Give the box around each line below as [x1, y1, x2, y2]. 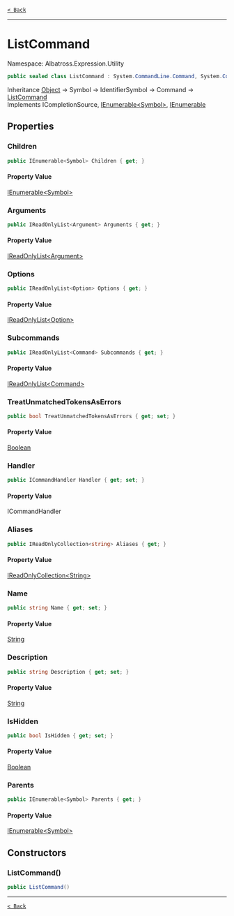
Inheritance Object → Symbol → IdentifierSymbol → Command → [7, 85, 194, 94]
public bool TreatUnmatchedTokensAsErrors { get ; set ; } [7, 413, 176, 420]
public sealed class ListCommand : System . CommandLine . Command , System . [7, 73, 223, 80]
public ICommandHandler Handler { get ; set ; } [7, 477, 145, 484]
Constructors [7, 847, 67, 859]
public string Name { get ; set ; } [7, 605, 108, 612]
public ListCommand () [7, 884, 70, 891]
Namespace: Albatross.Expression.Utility [7, 59, 124, 68]
